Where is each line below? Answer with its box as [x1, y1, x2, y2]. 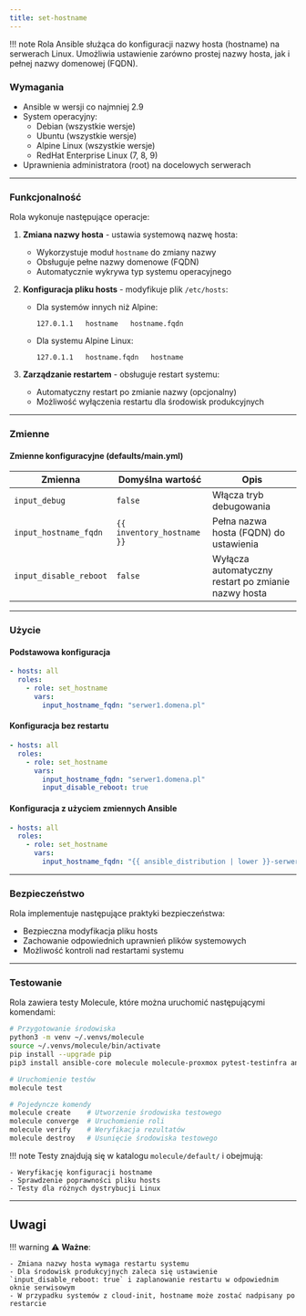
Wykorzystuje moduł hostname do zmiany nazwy [36, 247, 217, 258]
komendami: [9, 1007, 56, 1018]
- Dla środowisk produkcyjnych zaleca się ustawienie [9, 1267, 219, 1276]
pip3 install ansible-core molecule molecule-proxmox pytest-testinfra [9, 1058, 287, 1068]
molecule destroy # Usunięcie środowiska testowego [9, 1133, 219, 1144]
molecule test [9, 1083, 64, 1092]
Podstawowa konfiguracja [9, 646, 111, 657]
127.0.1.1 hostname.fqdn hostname [36, 353, 184, 362]
